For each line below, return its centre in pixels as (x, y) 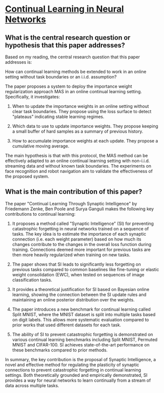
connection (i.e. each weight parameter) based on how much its (77, 239)
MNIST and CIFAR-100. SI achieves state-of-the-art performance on (81, 344)
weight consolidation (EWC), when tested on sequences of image (78, 274)
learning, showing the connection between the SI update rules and (79, 295)
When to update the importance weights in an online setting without (81, 106)
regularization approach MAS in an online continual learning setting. (73, 91)
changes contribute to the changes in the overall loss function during (82, 244)
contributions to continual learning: (40, 214)
